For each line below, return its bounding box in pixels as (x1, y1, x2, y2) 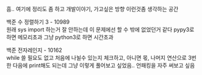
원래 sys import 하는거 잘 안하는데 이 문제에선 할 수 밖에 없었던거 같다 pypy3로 (6, 26, 195, 33)
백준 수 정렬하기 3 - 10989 (6, 18, 70, 26)
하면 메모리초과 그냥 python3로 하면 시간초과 (6, 34, 114, 41)
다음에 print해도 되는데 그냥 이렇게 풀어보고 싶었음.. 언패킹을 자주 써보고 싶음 (12, 62, 195, 69)
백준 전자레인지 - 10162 (6, 46, 62, 54)
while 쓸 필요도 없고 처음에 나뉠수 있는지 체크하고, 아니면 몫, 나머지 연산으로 (6, 54, 187, 61)
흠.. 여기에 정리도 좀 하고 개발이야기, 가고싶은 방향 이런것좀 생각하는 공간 (6, 5, 179, 12)
